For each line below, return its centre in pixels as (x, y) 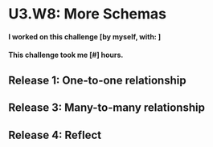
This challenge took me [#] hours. (66, 55)
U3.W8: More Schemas (88, 14)
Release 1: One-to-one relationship (97, 80)
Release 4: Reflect (55, 135)
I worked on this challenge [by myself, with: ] (85, 36)
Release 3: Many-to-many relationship (106, 108)
